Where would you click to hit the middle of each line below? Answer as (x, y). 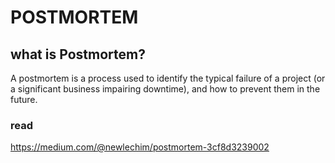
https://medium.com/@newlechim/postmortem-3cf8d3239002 (140, 147)
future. (24, 99)
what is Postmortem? (78, 54)
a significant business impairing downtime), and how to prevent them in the (165, 89)
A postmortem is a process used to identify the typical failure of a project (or (168, 78)
